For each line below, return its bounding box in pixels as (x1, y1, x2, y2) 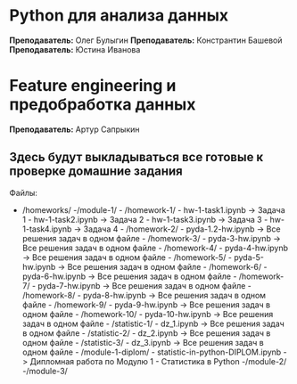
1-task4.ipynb (21, 224, 72, 234)
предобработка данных (9, 94, 196, 115)
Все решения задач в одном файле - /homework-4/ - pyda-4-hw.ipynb (21, 242, 288, 253)
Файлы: (9, 187, 38, 198)
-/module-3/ (21, 365, 69, 376)
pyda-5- (233, 251, 265, 263)
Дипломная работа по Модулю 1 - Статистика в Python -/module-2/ (29, 355, 287, 366)
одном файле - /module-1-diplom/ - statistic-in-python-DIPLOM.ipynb (21, 347, 282, 357)
